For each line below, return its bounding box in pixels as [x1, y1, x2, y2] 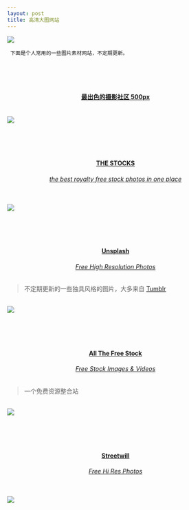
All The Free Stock [89, 349, 142, 357]
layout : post [7, 10, 45, 17]
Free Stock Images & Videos [75, 365, 156, 373]
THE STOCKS [96, 159, 135, 167]
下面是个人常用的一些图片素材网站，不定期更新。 [10, 50, 129, 56]
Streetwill [101, 451, 130, 460]
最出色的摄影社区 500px [81, 93, 150, 101]
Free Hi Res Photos [88, 467, 143, 476]
